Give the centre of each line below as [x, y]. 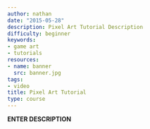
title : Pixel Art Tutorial [47, 92]
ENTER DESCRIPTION [39, 119]
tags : [15, 79]
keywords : [22, 40]
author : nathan [30, 14]
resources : [23, 60]
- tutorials [25, 54]
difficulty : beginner [39, 33]
